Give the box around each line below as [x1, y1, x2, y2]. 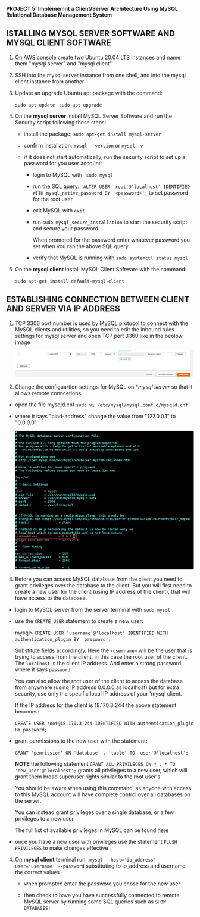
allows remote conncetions [14, 390, 82, 397]
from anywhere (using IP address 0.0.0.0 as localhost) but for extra [14, 684, 180, 691]
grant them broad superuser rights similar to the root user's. [14, 773, 162, 780]
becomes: [14, 708, 40, 715]
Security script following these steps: [14, 118, 107, 126]
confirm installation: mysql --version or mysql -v [23, 142, 143, 149]
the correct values [14, 869, 60, 876]
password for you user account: [23, 159, 102, 167]
